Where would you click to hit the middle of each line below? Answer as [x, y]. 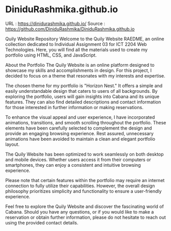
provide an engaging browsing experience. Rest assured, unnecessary [80, 133]
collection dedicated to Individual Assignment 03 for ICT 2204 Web [76, 44]
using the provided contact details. [42, 222]
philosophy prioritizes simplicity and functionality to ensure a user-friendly [83, 191]
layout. [12, 144]
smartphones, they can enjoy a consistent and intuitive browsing [73, 165]
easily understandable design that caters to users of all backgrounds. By [81, 91]
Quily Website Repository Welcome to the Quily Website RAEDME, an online [85, 39]
